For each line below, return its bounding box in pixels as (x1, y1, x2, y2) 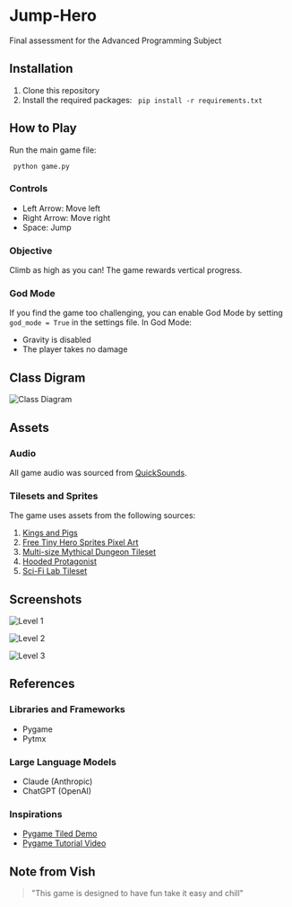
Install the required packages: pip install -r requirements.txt (21, 94, 262, 105)
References (9, 676, 75, 691)
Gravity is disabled (21, 334, 91, 346)
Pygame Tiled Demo (21, 828, 98, 840)
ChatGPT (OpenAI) (21, 786, 92, 797)
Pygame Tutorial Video (21, 838, 107, 849)
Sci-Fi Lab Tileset (21, 566, 88, 577)
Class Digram (9, 370, 86, 385)
